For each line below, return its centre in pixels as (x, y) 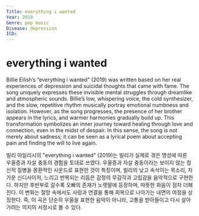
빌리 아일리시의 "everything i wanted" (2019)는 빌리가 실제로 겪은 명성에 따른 (97, 155)
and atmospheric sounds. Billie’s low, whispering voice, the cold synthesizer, (99, 99)
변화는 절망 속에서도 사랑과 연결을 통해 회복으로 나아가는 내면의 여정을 (106, 192)
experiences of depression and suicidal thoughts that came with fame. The (98, 86)
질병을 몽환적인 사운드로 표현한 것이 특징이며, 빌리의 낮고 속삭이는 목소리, (102, 170)
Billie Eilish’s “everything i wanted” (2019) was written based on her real (94, 80)
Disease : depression (32, 28)
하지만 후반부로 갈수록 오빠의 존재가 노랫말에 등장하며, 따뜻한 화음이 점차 (98, 185)
